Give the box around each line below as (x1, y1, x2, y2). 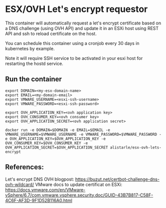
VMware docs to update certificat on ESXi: (35, 181, 123, 188)
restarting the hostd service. (5, 60, 63, 66)
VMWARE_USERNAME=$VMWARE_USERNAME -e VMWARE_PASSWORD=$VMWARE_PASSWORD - (5, 132, 162, 137)
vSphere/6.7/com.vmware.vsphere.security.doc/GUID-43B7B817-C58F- (5, 192, 154, 198)
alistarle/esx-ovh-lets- (110, 145, 162, 150)
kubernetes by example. (5, 45, 55, 51)
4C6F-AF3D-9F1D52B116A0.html (5, 197, 72, 203)
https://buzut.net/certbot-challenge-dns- (75, 176, 160, 182)
